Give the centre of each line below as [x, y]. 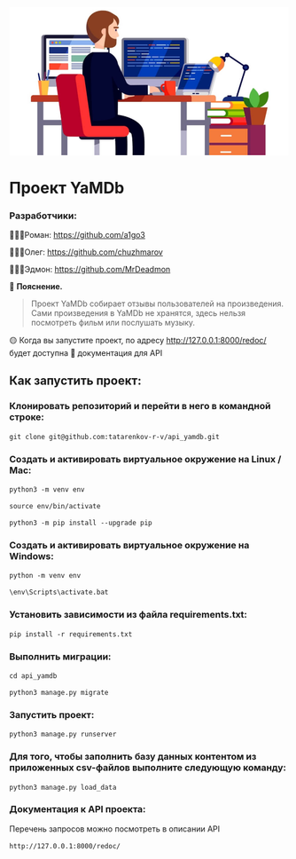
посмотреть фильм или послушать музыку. [113, 323]
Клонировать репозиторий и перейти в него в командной [140, 406]
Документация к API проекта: [78, 809]
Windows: [32, 556]
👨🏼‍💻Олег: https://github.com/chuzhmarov [86, 252]
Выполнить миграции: [60, 657]
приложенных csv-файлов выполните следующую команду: [148, 768]
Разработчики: [43, 216]
